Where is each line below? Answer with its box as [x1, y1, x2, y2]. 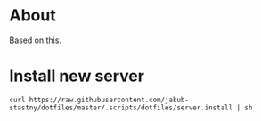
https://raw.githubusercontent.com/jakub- [29, 95, 190, 104]
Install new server [9, 66, 145, 86]
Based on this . [9, 35, 62, 45]
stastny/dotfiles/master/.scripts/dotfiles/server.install [9, 103, 233, 112]
